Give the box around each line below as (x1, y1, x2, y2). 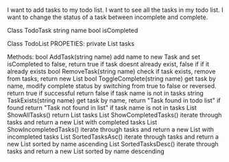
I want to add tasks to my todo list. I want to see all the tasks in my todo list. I (7, 6, 224, 14)
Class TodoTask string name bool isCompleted (7, 27, 138, 34)
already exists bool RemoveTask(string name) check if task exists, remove (7, 68, 216, 75)
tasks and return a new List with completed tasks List (7, 118, 158, 126)
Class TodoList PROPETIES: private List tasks (7, 40, 135, 47)
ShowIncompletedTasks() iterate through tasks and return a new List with (7, 126, 214, 133)
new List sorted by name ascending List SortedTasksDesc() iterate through (7, 140, 219, 148)
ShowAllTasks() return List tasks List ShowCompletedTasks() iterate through (7, 111, 222, 119)
